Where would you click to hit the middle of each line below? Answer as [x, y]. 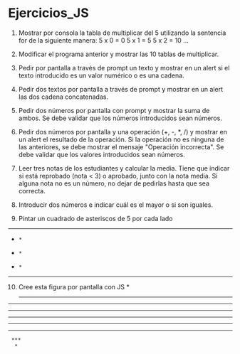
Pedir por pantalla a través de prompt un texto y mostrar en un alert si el [124, 68]
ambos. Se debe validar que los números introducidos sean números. [120, 118]
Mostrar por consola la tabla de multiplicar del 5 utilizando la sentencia [122, 33]
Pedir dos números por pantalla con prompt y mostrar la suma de [114, 110]
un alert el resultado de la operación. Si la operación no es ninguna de [121, 139]
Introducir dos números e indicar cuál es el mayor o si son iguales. [115, 205]
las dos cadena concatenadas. [63, 97]
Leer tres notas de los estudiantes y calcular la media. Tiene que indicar [124, 168]
